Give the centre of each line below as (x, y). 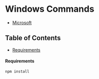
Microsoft (22, 23)
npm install (17, 71)
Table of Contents (33, 38)
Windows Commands (50, 9)
